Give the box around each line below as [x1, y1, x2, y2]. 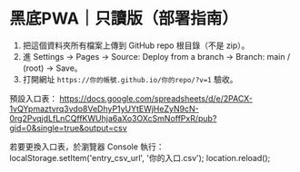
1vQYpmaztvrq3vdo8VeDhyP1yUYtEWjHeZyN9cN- [9, 103, 199, 114]
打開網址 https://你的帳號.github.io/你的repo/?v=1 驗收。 [22, 73, 238, 84]
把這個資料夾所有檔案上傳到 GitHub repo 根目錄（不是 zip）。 [22, 40, 250, 51]
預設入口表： [9, 92, 57, 104]
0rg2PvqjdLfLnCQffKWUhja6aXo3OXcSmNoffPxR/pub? [9, 112, 217, 123]
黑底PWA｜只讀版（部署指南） [9, 8, 239, 29]
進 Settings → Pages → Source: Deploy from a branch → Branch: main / [22, 51, 291, 62]
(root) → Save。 [22, 62, 84, 73]
